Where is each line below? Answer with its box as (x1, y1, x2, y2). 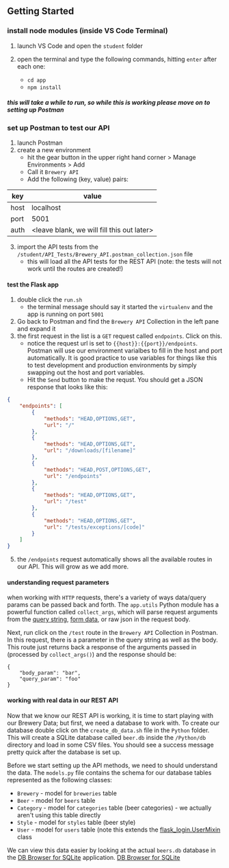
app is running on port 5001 (27, 310, 104, 318)
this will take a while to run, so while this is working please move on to (7, 99, 211, 107)
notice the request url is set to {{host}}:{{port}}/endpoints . (27, 339, 198, 348)
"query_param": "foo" (19, 675, 81, 683)
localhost (31, 203, 62, 213)
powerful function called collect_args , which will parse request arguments (7, 608, 218, 616)
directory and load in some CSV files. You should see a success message (7, 740, 214, 749)
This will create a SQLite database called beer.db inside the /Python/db (7, 733, 206, 741)
